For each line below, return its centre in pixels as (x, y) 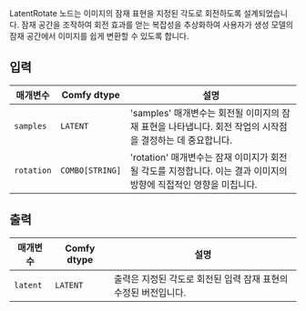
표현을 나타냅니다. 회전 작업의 (200, 126)
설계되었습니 (266, 13)
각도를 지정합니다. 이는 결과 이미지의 (214, 171)
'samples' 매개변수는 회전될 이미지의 (204, 113)
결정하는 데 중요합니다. (186, 140)
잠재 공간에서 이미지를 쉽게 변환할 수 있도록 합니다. (99, 36)
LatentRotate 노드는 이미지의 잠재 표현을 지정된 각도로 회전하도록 (126, 13)
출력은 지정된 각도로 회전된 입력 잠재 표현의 (201, 278)
